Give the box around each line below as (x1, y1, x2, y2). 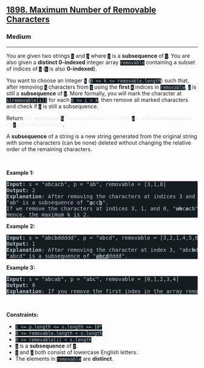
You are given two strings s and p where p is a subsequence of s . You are (6, 52, 190, 60)
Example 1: (6, 169, 35, 176)
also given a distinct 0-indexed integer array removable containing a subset (6, 58, 195, 66)
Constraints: (6, 311, 39, 318)
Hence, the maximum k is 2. (6, 211, 90, 218)
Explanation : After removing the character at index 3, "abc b (6, 246, 195, 253)
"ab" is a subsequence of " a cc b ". (6, 199, 109, 206)
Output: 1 (6, 240, 35, 247)
